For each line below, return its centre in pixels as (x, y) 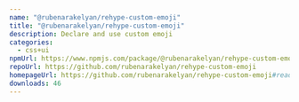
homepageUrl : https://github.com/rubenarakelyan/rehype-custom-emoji (141, 75)
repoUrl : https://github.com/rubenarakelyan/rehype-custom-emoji (133, 67)
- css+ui (33, 51)
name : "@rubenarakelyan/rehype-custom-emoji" (95, 17)
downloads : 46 (36, 83)
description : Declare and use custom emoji (91, 34)
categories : (31, 42)
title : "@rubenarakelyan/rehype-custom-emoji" (97, 26)
